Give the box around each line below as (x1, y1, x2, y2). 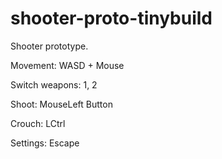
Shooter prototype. (10, 40, 89, 52)
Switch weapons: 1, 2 (10, 78, 98, 91)
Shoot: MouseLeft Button (10, 98, 113, 110)
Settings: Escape (10, 137, 80, 149)
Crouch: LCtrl (10, 117, 66, 129)
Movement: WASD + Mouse (10, 59, 125, 71)
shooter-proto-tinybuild (10, 7, 213, 30)
